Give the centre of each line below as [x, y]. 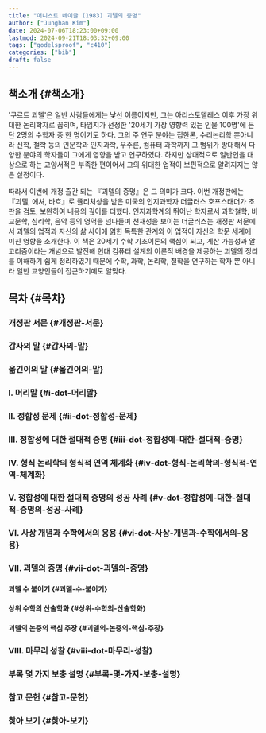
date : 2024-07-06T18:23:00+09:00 [64, 30]
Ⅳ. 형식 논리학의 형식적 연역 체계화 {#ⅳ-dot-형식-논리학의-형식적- [129, 463]
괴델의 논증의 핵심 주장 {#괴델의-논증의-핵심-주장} [86, 628]
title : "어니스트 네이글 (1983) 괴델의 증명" [75, 16]
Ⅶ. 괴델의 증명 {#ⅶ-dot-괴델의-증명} [79, 568]
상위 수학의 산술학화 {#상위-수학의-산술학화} [77, 608]
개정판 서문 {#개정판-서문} [56, 323]
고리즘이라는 [28, 250]
